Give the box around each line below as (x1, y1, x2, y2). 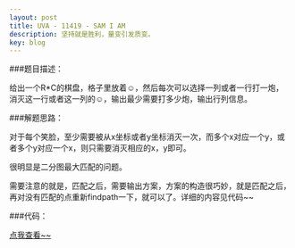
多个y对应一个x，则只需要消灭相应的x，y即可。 (16, 143, 192, 153)
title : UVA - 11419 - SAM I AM (9, 21, 126, 30)
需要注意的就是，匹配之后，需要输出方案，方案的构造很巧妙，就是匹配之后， (9, 180, 291, 192)
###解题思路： (9, 112, 64, 123)
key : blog (9, 37, 46, 47)
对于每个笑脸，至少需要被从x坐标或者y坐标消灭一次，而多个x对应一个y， (9, 131, 278, 143)
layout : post (9, 12, 58, 22)
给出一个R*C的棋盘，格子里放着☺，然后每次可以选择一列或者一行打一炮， (9, 82, 284, 94)
